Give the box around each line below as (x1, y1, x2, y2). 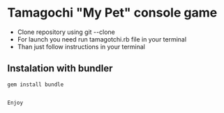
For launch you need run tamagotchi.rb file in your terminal (17, 35, 187, 43)
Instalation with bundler (7, 62, 113, 74)
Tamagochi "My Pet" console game (7, 5, 218, 21)
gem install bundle (7, 81, 64, 88)
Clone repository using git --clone (17, 28, 115, 36)
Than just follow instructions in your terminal (17, 42, 145, 51)
